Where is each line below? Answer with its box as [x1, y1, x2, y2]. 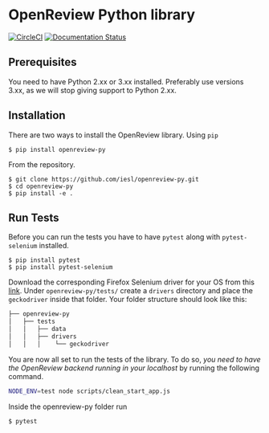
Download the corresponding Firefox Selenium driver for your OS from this [8, 277, 255, 287]
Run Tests [8, 210, 59, 224]
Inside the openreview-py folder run [8, 402, 128, 411]
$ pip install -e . [8, 189, 74, 198]
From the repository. [8, 159, 76, 170]
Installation [8, 108, 66, 122]
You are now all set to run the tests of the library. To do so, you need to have [8, 354, 261, 364]
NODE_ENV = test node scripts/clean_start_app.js [8, 387, 171, 395]
